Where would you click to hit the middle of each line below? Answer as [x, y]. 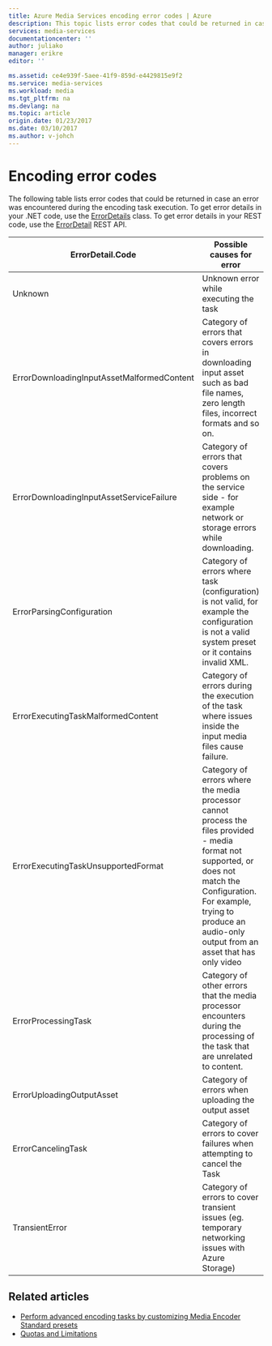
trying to [218, 911]
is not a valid [226, 631]
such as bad [225, 382]
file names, [223, 392]
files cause [223, 746]
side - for [220, 497]
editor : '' [27, 62]
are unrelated [227, 1056]
